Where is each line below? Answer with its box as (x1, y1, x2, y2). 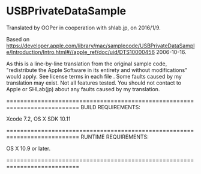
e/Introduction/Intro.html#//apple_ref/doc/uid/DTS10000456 (6, 48, 155, 55)
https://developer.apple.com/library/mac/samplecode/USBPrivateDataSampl (6, 42, 195, 49)
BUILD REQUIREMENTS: (80, 103, 141, 110)
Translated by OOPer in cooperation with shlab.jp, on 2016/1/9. (6, 24, 161, 31)
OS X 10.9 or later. (6, 145, 51, 152)
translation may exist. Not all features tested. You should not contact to (6, 79, 182, 86)
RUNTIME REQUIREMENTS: (80, 133, 149, 140)
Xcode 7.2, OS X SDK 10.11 (6, 115, 71, 122)
